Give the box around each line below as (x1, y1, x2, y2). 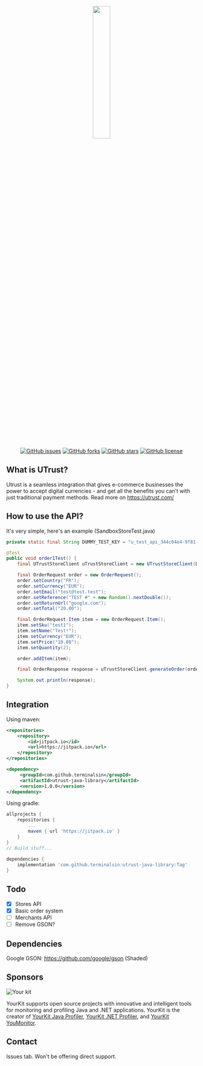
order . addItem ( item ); (17, 655, 71, 661)
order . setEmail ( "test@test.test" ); (17, 589, 107, 595)
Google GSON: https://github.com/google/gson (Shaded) (6, 954, 148, 962)
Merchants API (14, 914, 53, 921)
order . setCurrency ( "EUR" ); (17, 583, 85, 589)
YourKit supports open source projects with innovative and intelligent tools (6, 1000, 192, 1007)
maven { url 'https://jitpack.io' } (28, 828, 120, 835)
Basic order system (14, 907, 63, 914)
